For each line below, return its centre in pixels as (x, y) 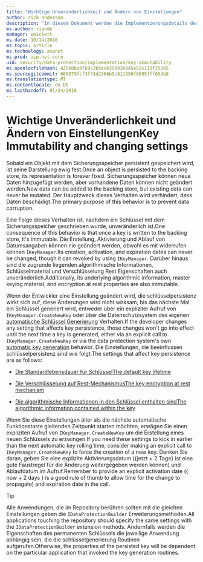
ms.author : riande (29, 29)
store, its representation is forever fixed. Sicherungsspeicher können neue (99, 175)
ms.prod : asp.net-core (35, 57)
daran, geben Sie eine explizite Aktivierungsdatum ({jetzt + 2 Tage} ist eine (100, 458)
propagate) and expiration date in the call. (58, 484)
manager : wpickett (29, 34)
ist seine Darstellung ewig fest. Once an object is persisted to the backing (97, 169)
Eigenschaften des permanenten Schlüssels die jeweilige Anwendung (93, 533)
